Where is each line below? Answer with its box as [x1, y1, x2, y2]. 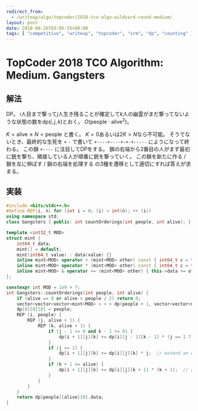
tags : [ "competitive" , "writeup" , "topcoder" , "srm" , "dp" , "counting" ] [6, 31, 194, 37]
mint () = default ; [16, 246, 62, 252]
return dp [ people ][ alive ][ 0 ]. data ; [16, 394, 104, 400]
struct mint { [6, 235, 41, 241]
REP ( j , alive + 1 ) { [27, 318, 81, 323]
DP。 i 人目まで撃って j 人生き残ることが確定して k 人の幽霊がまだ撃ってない [6, 111, 184, 118]
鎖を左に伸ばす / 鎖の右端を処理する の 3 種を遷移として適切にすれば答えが [6, 160, 186, 167]
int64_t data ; [16, 241, 51, 247]
